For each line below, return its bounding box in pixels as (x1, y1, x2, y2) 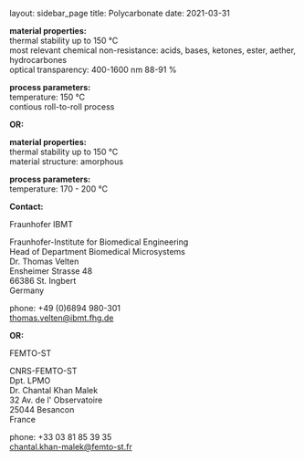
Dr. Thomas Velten (9, 256, 79, 267)
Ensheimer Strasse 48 (9, 266, 93, 277)
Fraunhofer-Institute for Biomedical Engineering (9, 236, 189, 247)
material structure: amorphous (9, 156, 124, 167)
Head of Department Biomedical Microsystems (9, 246, 185, 257)
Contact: (9, 201, 44, 212)
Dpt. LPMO (9, 375, 51, 386)
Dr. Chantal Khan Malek (9, 385, 99, 395)
